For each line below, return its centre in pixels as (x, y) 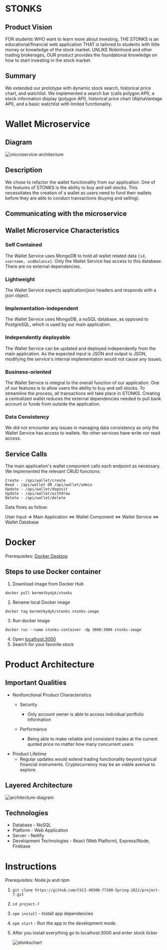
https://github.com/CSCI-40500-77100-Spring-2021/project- (97, 890)
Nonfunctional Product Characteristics (52, 695)
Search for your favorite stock (43, 644)
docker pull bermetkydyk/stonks (39, 593)
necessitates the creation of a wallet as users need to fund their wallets (79, 193)
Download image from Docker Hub (48, 584)
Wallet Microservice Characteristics (62, 231)
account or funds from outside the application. (53, 404)
